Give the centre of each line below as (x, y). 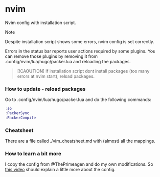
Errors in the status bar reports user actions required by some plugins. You (80, 51)
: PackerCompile (21, 118)
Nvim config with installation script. (41, 23)
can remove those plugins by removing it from (51, 56)
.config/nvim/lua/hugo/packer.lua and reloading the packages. (68, 61)
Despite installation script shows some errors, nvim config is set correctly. (80, 41)
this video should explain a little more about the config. (60, 170)
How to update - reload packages (45, 89)
